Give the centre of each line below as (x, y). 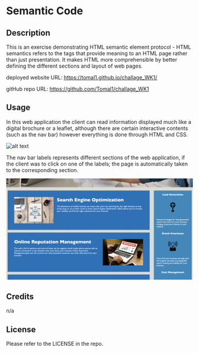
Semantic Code (45, 11)
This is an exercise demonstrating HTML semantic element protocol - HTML (99, 47)
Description (28, 33)
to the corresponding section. (42, 170)
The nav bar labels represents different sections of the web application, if (96, 157)
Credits (20, 296)
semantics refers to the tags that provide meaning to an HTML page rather (97, 53)
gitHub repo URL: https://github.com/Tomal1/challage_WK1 (78, 89)
